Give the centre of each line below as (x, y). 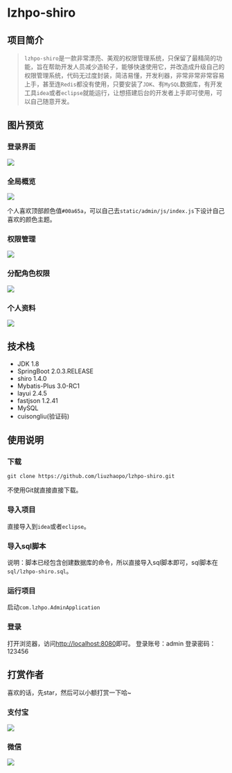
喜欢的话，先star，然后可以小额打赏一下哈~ (69, 693)
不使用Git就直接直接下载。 (45, 490)
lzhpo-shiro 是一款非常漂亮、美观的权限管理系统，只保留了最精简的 (120, 58)
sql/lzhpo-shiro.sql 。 (40, 571)
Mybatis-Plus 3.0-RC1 (48, 386)
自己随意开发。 (52, 101)
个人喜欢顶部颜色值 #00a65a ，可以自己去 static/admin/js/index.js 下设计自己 (116, 210)
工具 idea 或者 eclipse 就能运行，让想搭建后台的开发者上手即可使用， (120, 93)
